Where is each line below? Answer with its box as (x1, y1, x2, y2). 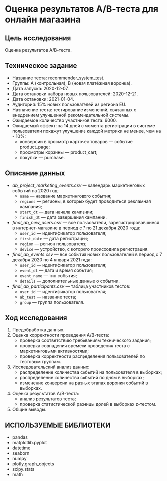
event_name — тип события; (19, 272, 77, 278)
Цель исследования (5, 34, 71, 42)
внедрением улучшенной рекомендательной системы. (12, 112, 130, 118)
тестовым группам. (19, 359, 61, 365)
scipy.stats (12, 466, 35, 472)
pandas (12, 434, 28, 440)
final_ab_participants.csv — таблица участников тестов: (12, 283, 131, 289)
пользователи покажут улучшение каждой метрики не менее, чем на (12, 128, 161, 134)
